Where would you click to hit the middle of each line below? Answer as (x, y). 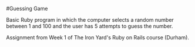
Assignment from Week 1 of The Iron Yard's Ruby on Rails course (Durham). (98, 37)
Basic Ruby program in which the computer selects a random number (90, 20)
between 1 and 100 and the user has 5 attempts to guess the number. (90, 26)
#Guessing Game (27, 9)
